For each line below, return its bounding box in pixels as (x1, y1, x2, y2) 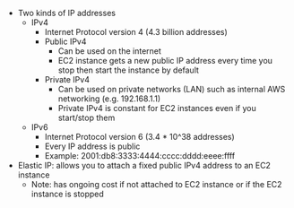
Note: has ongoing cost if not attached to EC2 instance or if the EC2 (30, 179, 282, 189)
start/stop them (57, 112, 116, 123)
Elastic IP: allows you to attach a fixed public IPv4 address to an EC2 (17, 160, 272, 170)
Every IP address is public (44, 141, 141, 152)
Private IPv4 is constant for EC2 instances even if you (57, 103, 257, 113)
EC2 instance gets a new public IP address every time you (57, 56, 273, 65)
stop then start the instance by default (57, 65, 200, 75)
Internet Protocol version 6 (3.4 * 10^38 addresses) (44, 132, 235, 142)
